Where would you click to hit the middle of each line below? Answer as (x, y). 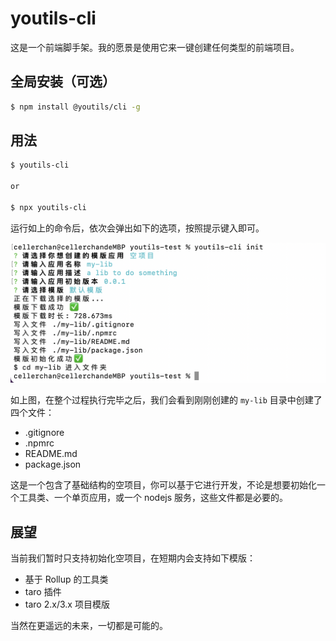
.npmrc (39, 443)
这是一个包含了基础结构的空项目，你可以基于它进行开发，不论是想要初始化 (163, 485)
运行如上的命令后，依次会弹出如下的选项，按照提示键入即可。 (137, 228)
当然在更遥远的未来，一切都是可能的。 (89, 626)
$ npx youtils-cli (48, 207)
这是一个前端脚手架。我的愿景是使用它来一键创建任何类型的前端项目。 (155, 47)
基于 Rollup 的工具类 (66, 579)
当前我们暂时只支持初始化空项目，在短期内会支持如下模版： (133, 558)
